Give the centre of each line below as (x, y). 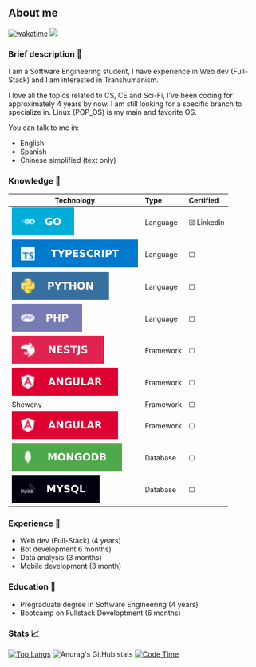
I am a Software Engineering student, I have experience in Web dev (119, 72)
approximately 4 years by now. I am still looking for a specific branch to (125, 104)
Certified (204, 200)
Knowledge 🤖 (35, 181)
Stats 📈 (24, 633)
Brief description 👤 (45, 53)
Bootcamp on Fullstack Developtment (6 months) (100, 613)
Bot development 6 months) (65, 549)
